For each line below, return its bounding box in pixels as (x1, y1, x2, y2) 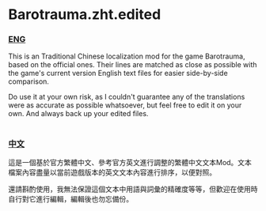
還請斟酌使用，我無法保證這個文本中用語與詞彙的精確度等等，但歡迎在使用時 (8, 184, 258, 194)
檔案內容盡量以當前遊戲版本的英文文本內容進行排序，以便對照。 (8, 168, 216, 177)
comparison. (8, 77, 50, 86)
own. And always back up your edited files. (8, 109, 149, 119)
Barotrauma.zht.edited (8, 6, 161, 24)
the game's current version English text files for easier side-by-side (8, 69, 228, 78)
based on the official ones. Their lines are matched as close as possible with (8, 60, 257, 70)
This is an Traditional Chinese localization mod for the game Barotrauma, (8, 51, 245, 61)
